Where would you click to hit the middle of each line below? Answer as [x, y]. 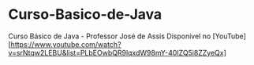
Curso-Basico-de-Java [85, 14]
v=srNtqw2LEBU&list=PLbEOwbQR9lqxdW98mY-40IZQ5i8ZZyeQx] [118, 52]
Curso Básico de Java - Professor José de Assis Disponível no [110, 36]
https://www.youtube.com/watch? [66, 44]
